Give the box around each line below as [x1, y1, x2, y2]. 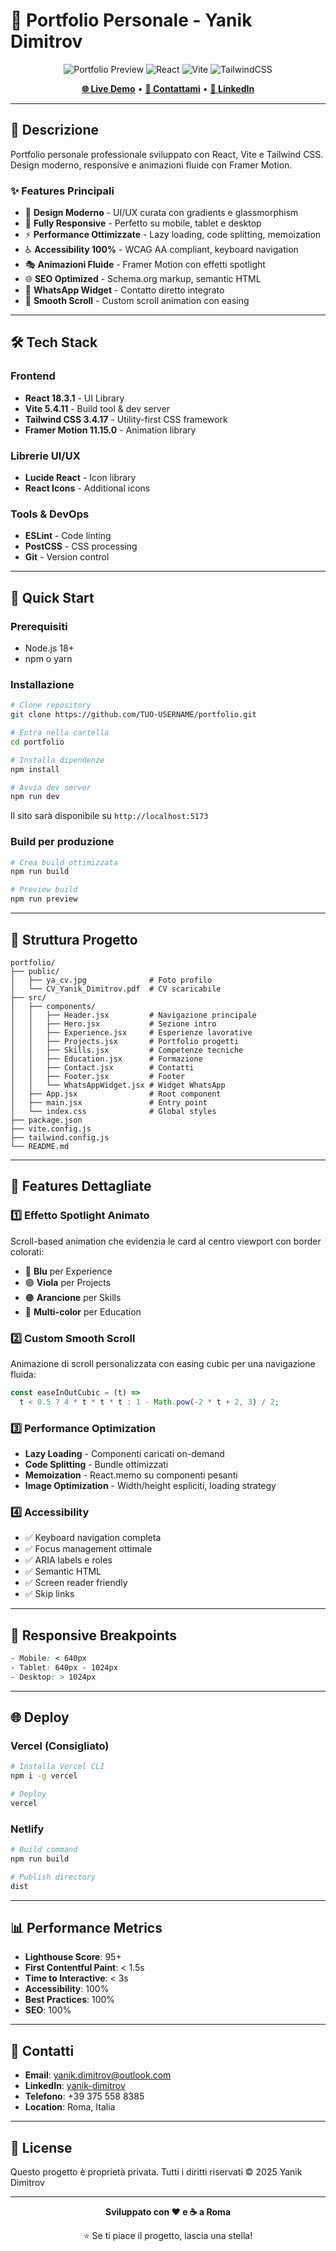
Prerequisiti [10, 619, 68, 633]
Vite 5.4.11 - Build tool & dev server [24, 402, 171, 414]
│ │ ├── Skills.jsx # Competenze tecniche [10, 1045, 244, 1055]
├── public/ [10, 966, 60, 976]
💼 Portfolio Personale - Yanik [10, 9, 253, 32]
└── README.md [10, 1141, 70, 1151]
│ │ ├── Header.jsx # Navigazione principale [10, 1010, 257, 1020]
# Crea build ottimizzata [10, 857, 118, 868]
